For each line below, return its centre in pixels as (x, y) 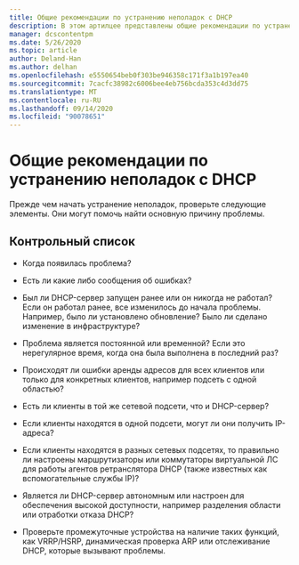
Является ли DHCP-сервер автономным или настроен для (133, 496)
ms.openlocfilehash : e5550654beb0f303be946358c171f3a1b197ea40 (129, 76)
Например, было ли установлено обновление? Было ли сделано (145, 316)
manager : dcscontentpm (51, 34)
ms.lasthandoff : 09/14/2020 (61, 109)
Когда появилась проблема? (77, 262)
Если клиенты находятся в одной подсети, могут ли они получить (148, 423)
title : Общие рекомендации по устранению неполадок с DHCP (121, 17)
